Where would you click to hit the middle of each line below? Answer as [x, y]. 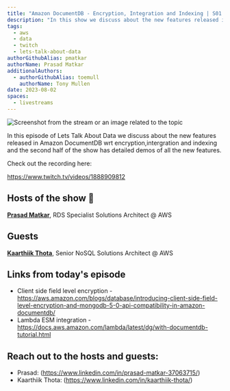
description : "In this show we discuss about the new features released [113, 20]
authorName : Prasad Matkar [46, 64]
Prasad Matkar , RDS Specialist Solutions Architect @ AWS [90, 215]
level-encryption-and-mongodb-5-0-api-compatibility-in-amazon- [111, 305]
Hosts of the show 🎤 [51, 199]
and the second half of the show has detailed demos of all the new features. [114, 150]
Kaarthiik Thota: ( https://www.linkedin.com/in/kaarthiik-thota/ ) [105, 380]
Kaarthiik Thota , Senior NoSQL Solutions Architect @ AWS [90, 253]
